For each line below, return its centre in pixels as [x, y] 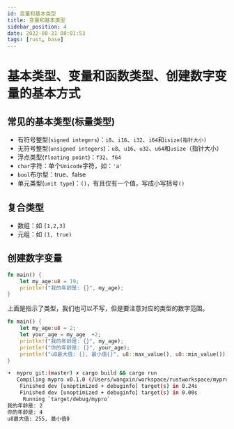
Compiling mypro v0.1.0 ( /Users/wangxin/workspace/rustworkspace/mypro [123, 380]
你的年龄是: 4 [25, 412]
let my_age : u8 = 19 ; [49, 281]
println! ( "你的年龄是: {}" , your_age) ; [75, 347]
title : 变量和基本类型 [37, 20]
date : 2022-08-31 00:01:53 [46, 33]
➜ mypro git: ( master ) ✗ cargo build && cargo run [82, 373]
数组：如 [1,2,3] [41, 225]
